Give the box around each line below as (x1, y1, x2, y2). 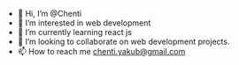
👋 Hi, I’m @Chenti (17, 9, 82, 18)
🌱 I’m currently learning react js (17, 27, 133, 37)
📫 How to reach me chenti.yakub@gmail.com (17, 47, 186, 56)
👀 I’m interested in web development (17, 18, 151, 28)
